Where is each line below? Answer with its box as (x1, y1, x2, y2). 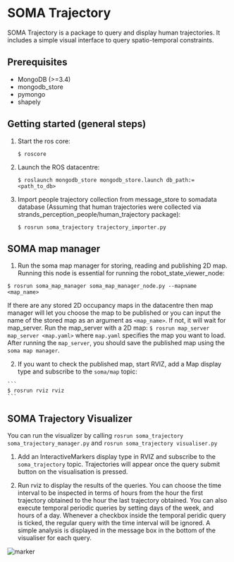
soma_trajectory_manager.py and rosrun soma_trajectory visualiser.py (7, 439, 218, 448)
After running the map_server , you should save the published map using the (7, 339, 226, 347)
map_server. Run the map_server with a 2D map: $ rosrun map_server (7, 323, 210, 333)
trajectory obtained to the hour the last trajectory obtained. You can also (17, 496, 228, 505)
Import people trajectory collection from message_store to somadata (17, 195, 217, 203)
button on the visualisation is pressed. (17, 467, 128, 476)
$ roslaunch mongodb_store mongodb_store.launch (17, 177, 164, 184)
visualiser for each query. (17, 534, 92, 542)
